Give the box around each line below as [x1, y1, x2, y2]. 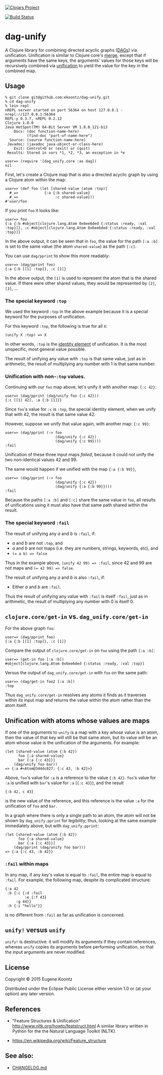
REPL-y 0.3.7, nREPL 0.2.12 [5, 116, 62, 121]
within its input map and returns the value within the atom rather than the [5, 697, 151, 703]
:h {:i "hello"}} [7, 903, 42, 908]
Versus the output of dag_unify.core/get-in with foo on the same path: [5, 670, 148, 676]
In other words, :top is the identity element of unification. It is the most [5, 341, 147, 347]
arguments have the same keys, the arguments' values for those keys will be [5, 57, 158, 63]
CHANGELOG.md [12, 1064, 47, 1071]
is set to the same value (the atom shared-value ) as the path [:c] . [5, 243, 137, 249]
